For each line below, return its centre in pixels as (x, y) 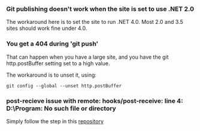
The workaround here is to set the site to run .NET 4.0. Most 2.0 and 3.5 (95, 22)
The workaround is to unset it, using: (51, 75)
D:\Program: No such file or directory (61, 108)
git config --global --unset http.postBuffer (64, 86)
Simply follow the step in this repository (55, 121)
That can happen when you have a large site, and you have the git (87, 57)
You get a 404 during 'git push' (52, 44)
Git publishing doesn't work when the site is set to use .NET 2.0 (100, 9)
